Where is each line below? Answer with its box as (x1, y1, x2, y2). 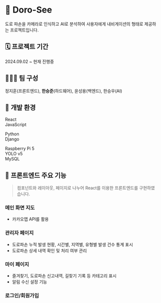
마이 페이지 (5, 261, 29, 268)
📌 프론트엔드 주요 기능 (5, 171, 67, 179)
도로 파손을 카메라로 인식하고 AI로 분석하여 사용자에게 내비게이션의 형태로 (5, 21, 144, 27)
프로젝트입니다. (10, 27, 39, 33)
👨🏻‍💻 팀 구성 (5, 74, 39, 82)
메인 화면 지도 (5, 205, 35, 211)
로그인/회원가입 (5, 292, 39, 299)
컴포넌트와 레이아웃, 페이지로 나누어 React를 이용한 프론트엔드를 (16, 185, 138, 191)
